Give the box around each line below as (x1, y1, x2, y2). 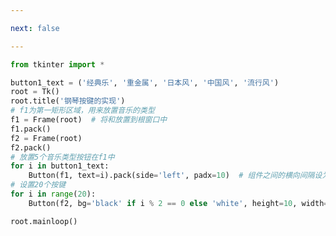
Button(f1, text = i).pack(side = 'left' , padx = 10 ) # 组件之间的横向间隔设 (28, 171, 323, 181)
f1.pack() (10, 124, 52, 134)
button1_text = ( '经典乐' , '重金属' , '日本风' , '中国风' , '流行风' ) (10, 77, 280, 88)
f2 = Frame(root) (10, 133, 83, 143)
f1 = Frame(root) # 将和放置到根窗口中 (10, 115, 168, 125)
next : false (10, 23, 60, 33)
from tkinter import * (10, 59, 105, 70)
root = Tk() (10, 87, 60, 97)
